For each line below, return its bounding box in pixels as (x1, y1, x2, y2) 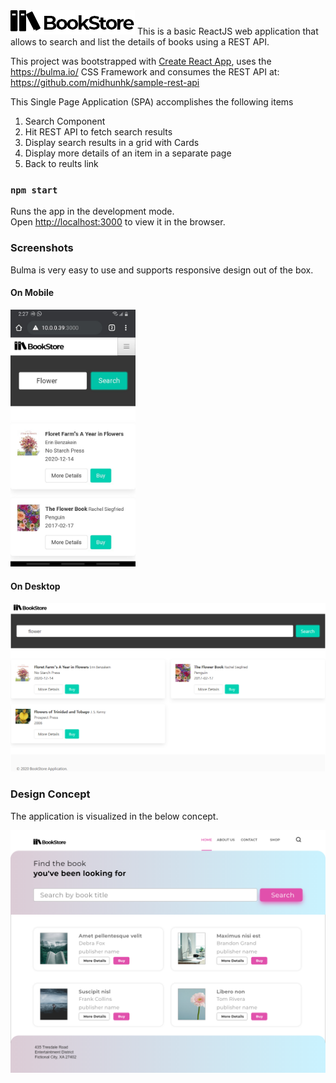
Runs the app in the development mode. (10, 205, 175, 218)
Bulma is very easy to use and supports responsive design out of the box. (10, 264, 314, 276)
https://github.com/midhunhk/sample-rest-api (10, 77, 200, 88)
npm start (10, 184, 58, 196)
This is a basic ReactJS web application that (136, 25, 319, 37)
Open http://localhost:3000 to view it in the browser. (10, 216, 226, 228)
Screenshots (10, 241, 74, 255)
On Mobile (10, 287, 55, 299)
